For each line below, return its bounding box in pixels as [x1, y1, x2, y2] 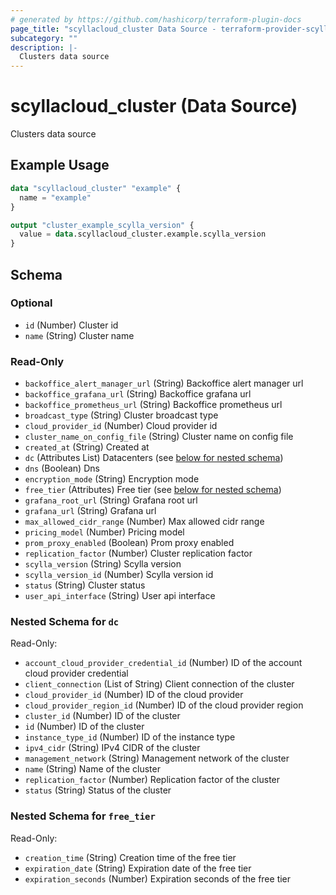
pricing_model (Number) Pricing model [24, 526, 185, 538]
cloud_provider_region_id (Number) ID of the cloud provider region [24, 699, 304, 711]
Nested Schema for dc [10, 615, 120, 629]
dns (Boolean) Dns [24, 462, 100, 475]
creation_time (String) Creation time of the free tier [24, 851, 237, 863]
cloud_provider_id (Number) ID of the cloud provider [24, 689, 244, 701]
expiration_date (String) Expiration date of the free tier [24, 862, 252, 874]
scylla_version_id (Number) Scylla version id [24, 569, 214, 581]
